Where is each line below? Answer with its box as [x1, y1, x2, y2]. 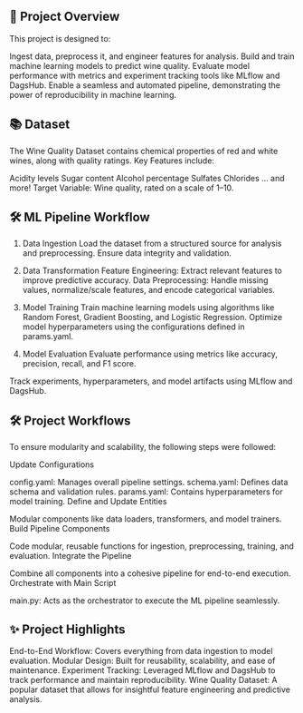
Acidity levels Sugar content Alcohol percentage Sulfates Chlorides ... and [9, 172, 285, 183]
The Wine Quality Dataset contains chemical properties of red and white [9, 145, 279, 156]
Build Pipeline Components [9, 523, 110, 534]
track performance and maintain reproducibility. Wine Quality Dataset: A [9, 675, 278, 686]
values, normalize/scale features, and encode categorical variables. [22, 285, 276, 296]
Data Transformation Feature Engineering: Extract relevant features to [22, 265, 282, 277]
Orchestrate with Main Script [9, 578, 117, 589]
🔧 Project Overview [9, 9, 120, 24]
